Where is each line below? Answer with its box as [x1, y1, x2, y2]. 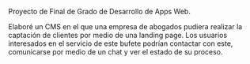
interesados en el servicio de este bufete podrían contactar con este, [8, 39, 233, 48]
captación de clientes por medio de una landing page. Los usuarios [8, 31, 228, 40]
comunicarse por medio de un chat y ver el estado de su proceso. [8, 47, 223, 56]
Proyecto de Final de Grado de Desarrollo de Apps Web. [8, 7, 191, 16]
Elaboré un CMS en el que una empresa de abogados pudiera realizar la [8, 22, 243, 31]
